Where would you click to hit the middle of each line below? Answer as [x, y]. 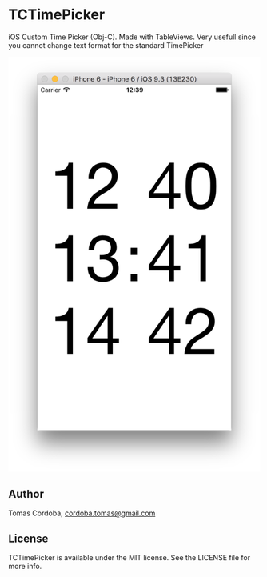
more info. [25, 567]
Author [26, 494]
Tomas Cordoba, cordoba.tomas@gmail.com [82, 513]
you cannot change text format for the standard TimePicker [106, 45]
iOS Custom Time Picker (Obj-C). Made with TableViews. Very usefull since [132, 37]
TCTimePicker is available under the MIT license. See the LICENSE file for [129, 558]
